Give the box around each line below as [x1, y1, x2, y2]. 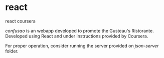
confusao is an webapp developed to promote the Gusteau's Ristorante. [5, 27, 154, 33]
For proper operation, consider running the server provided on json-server [5, 42, 159, 48]
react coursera [5, 18, 36, 24]
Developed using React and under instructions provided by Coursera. [5, 33, 148, 39]
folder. [5, 48, 19, 54]
